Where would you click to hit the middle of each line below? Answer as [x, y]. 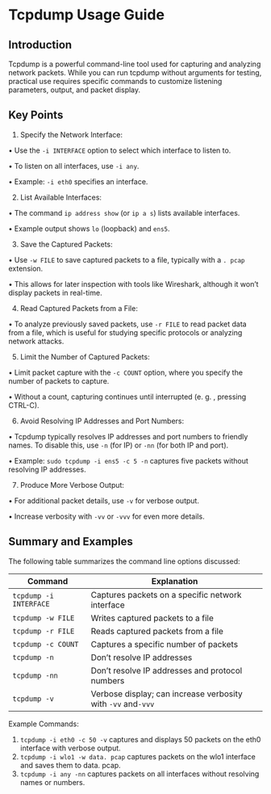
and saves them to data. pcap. [70, 765]
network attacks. [36, 341]
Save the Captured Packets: [66, 244]
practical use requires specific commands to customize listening [115, 81]
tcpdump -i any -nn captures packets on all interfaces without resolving [140, 774]
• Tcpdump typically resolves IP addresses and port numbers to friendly [128, 436]
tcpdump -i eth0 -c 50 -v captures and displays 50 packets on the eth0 [140, 739]
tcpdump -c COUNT [46, 644]
